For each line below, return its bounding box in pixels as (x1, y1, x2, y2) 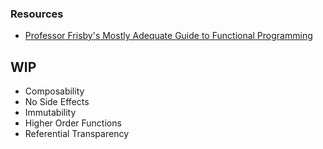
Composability (24, 85, 85, 97)
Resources (10, 7, 64, 21)
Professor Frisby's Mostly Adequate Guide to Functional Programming (24, 30, 313, 42)
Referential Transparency (24, 128, 130, 140)
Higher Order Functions (24, 117, 122, 129)
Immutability (24, 107, 77, 119)
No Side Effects (24, 96, 90, 108)
